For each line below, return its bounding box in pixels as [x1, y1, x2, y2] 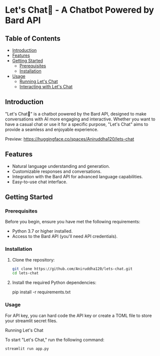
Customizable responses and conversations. [12, 168, 101, 174]
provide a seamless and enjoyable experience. [5, 126, 99, 132]
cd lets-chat [12, 271, 39, 276]
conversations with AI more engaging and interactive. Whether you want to [5, 116, 156, 122]
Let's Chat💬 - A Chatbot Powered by [5, 4, 155, 16]
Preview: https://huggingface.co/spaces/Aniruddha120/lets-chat [5, 136, 134, 142]
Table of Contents [5, 34, 61, 43]
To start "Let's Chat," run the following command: [5, 336, 105, 342]
